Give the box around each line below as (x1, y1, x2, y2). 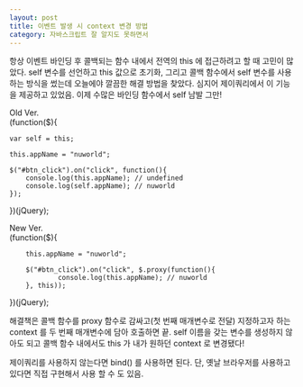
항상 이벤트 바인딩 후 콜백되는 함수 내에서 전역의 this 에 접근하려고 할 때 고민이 (9, 56, 284, 67)
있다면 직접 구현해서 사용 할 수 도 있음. (9, 368, 144, 379)
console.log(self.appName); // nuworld (25, 182, 176, 191)
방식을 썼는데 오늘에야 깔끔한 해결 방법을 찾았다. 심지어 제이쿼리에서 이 (25, 78, 274, 89)
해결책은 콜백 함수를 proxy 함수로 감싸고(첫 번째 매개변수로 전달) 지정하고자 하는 (9, 316, 291, 327)
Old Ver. (9, 107, 40, 118)
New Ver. (9, 222, 43, 234)
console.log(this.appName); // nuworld (57, 274, 207, 283)
